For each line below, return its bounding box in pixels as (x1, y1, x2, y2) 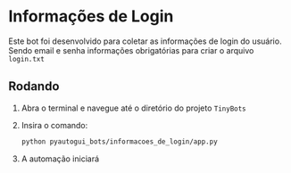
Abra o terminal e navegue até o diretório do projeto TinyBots (21, 103, 246, 113)
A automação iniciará (21, 153, 100, 164)
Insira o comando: (21, 119, 88, 130)
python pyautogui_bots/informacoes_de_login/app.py (21, 136, 218, 146)
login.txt (8, 54, 46, 63)
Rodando (8, 78, 60, 95)
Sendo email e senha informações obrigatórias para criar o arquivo (8, 45, 254, 55)
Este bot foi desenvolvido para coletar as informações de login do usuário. (8, 36, 282, 46)
